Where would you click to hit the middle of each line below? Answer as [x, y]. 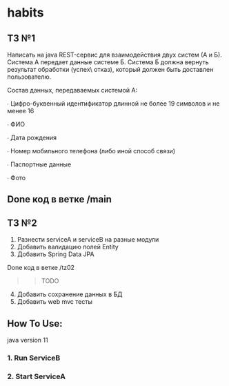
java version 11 [28, 340]
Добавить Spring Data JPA [56, 254]
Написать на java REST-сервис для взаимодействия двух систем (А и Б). [114, 55]
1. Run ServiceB [34, 358]
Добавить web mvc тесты [55, 302]
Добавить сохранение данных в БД [70, 294]
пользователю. [29, 77]
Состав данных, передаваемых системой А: [72, 90]
